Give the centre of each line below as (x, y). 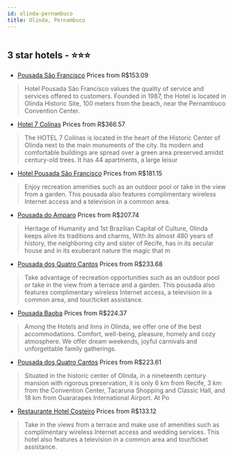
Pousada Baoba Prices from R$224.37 (72, 313)
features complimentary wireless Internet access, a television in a (118, 292)
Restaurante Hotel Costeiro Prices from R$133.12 (87, 411)
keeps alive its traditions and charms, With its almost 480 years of (119, 236)
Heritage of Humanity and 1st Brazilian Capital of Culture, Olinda (116, 228)
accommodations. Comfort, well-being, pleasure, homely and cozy (120, 334)
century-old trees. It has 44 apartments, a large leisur (101, 160)
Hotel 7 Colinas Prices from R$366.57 (71, 124)
